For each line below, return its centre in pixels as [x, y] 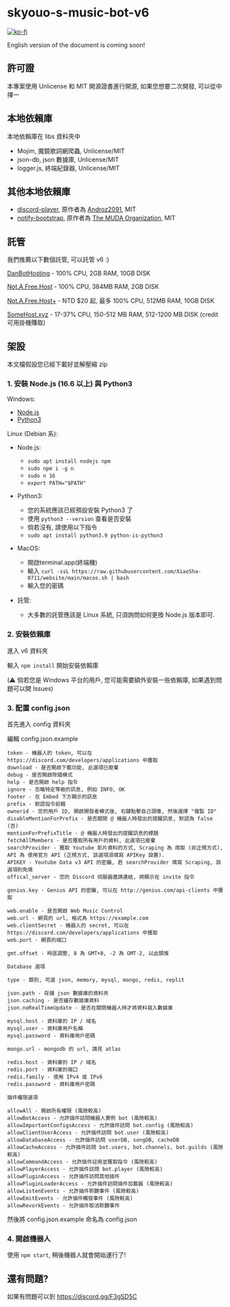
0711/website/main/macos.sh [67, 578]
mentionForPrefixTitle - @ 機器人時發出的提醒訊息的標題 [83, 833]
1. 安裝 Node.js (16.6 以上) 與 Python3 [70, 384]
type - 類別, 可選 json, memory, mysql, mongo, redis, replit [96, 980]
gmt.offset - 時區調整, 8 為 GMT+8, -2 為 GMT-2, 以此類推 [88, 953]
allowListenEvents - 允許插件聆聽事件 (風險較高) [73, 1191]
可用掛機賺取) [26, 323]
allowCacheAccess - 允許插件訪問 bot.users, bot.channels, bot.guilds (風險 [115, 1147]
